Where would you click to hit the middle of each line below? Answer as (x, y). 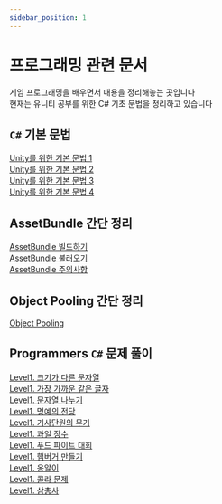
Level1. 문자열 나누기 (46, 400)
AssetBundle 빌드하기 (49, 247)
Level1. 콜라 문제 (39, 479)
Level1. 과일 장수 (39, 433)
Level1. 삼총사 (34, 490)
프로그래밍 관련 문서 (79, 65)
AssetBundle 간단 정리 (71, 223)
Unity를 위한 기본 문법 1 (51, 158)
